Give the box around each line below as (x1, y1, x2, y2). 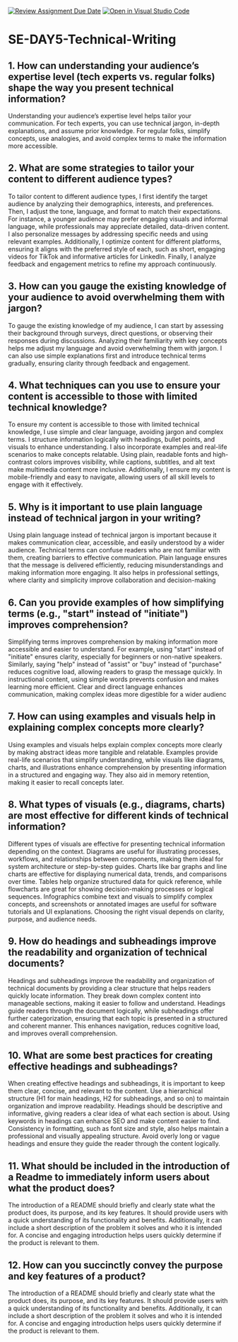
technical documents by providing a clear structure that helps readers (8, 984, 211, 992)
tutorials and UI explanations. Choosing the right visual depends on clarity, (8, 907, 225, 916)
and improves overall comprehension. (8, 1029, 118, 1037)
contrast (8, 457, 32, 467)
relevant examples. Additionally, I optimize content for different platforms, (8, 237, 222, 246)
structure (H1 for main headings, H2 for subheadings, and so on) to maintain (8, 1094, 230, 1103)
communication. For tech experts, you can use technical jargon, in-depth (8, 119, 220, 127)
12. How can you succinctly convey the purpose (8, 1259, 223, 1271)
